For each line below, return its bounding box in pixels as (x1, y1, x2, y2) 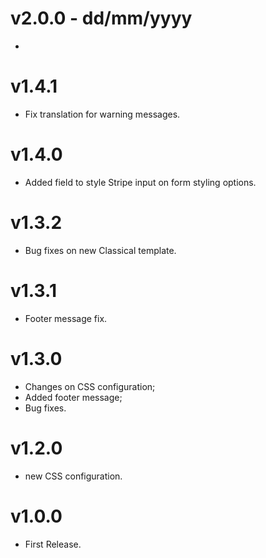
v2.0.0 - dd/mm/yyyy (10, 7, 193, 30)
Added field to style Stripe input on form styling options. (24, 176, 257, 188)
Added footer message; (24, 391, 123, 403)
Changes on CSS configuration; (24, 380, 156, 392)
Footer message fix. (24, 312, 108, 324)
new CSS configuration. (24, 470, 123, 482)
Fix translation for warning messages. (24, 108, 181, 120)
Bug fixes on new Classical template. (24, 244, 177, 256)
